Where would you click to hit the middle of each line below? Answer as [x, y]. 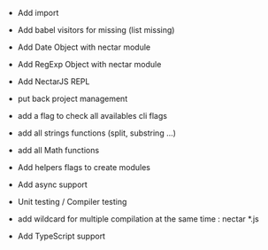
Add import [38, 13]
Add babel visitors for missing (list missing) [96, 30]
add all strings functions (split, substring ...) [97, 133]
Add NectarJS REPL [54, 82]
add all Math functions [58, 150]
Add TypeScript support [61, 236]
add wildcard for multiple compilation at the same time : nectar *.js [138, 219]
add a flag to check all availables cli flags [92, 116]
